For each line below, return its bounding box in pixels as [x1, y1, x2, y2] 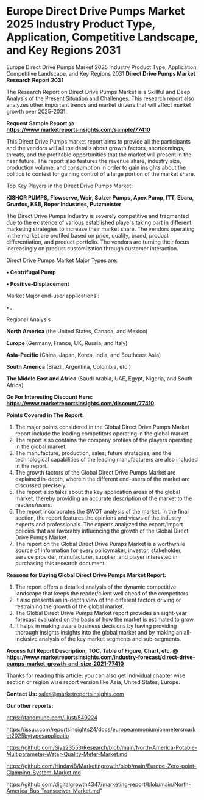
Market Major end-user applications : [6, 292, 99, 299]
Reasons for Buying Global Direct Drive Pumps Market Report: [6, 571, 166, 578]
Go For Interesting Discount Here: [6, 393, 93, 401]
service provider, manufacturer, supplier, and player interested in [15, 553, 178, 560]
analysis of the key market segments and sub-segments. [38, 635, 181, 642]
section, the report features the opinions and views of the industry [15, 514, 181, 522]
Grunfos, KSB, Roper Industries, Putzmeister [6, 200, 122, 208]
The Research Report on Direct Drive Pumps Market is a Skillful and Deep [6, 88, 191, 95]
